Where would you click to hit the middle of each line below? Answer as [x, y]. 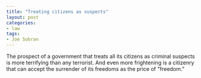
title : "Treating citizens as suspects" [58, 12]
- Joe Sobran [22, 39]
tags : [13, 34]
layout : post [22, 17]
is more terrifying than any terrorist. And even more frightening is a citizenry [100, 63]
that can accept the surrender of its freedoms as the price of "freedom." [95, 69]
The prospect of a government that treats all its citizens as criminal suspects [100, 56]
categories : [21, 23]
